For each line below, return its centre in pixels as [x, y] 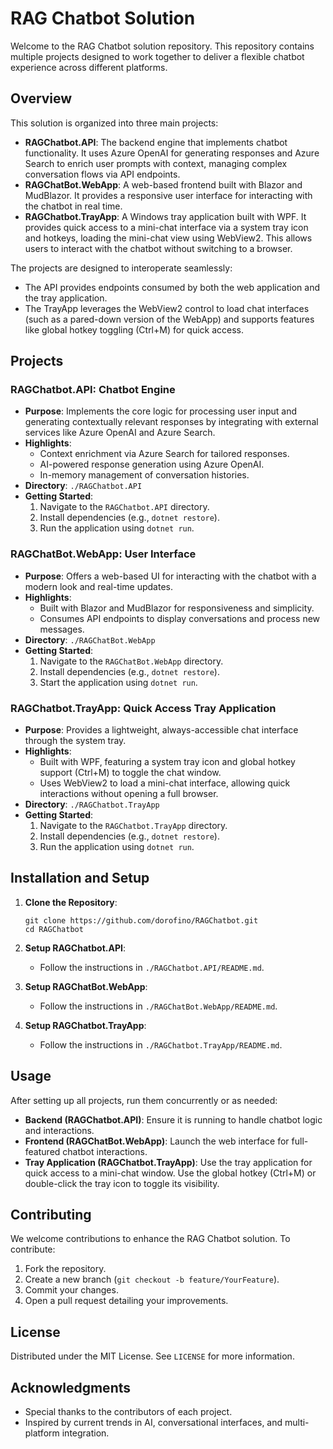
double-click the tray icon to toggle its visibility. [122, 1183]
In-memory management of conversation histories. [144, 475]
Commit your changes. [71, 1290]
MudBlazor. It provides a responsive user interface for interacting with [168, 195]
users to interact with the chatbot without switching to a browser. [158, 248]
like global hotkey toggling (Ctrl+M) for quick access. [134, 329]
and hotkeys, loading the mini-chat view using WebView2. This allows [168, 238]
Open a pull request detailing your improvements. [126, 1301]
